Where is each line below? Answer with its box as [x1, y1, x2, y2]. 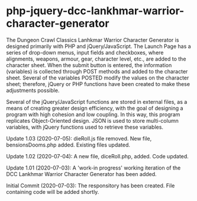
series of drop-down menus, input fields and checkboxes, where [6, 49, 164, 56]
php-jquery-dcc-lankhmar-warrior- [6, 4, 185, 18]
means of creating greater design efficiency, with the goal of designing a [6, 104, 183, 111]
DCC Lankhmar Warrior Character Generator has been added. [6, 170, 157, 177]
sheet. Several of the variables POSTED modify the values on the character [6, 74, 189, 81]
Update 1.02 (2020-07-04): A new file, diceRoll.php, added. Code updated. [6, 152, 189, 159]
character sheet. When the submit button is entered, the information [6, 61, 172, 69]
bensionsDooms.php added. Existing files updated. [6, 141, 131, 148]
